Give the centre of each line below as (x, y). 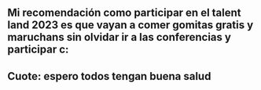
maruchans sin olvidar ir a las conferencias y (119, 37)
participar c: (38, 50)
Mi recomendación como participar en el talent (124, 13)
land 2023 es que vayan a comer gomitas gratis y (130, 25)
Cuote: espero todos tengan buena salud (109, 76)
